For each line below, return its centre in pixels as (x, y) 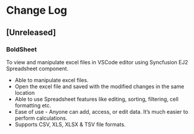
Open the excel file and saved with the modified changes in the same (99, 86)
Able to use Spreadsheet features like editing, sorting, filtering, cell (96, 99)
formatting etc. (33, 105)
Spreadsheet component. (37, 68)
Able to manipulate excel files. (51, 80)
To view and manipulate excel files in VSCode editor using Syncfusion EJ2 (97, 62)
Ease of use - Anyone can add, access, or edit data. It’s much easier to (101, 111)
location (25, 92)
